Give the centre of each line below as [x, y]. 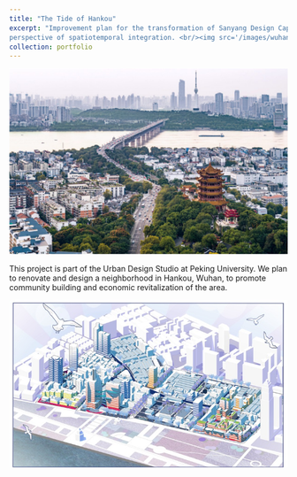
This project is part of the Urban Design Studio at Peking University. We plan [148, 268]
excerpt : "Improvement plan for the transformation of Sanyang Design [142, 28]
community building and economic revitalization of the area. [118, 287]
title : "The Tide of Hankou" [63, 19]
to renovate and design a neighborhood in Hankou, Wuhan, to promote [138, 278]
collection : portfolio [51, 47]
